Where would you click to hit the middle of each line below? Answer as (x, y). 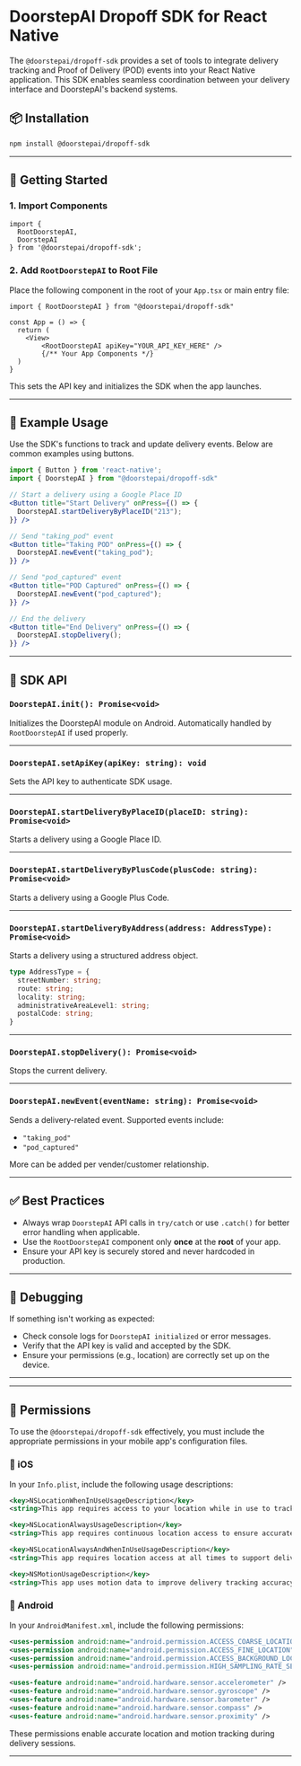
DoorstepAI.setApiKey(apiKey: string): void (108, 763)
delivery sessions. (43, 1743)
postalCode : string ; (56, 1014)
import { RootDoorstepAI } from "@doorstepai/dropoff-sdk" (122, 306)
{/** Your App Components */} (98, 353)
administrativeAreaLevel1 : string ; (84, 1005)
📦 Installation (49, 119)
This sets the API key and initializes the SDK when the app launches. (136, 386)
